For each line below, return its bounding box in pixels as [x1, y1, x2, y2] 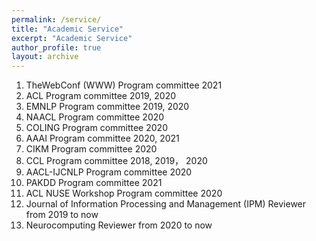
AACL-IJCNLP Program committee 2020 [25, 166, 193, 178]
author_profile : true [11, 42, 102, 53]
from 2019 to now [25, 209, 99, 221]
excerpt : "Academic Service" [11, 33, 133, 43]
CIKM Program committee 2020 [25, 143, 158, 155]
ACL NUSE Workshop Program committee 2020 [25, 187, 223, 200]
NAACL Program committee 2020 [25, 111, 165, 123]
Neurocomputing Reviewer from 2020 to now [25, 219, 213, 231]
